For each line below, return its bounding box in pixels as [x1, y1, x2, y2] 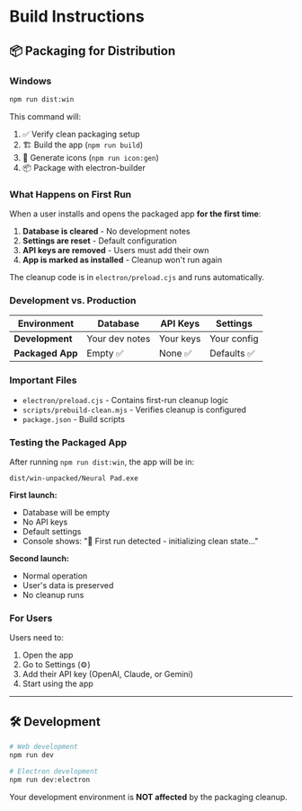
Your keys [158, 332, 201, 345]
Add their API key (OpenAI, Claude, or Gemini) [22, 669, 193, 680]
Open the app [22, 649, 74, 661]
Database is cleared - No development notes [22, 226, 191, 237]
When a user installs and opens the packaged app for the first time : [9, 208, 262, 219]
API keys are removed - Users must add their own [22, 245, 209, 256]
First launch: [9, 489, 58, 500]
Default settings [22, 525, 82, 536]
